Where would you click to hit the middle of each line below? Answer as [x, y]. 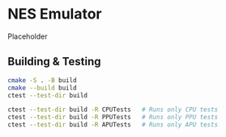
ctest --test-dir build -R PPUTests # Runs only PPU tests [113, 118]
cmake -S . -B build [43, 80]
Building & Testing [55, 62]
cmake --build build [43, 88]
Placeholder [28, 36]
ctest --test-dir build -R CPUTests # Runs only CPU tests [113, 110]
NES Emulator [55, 14]
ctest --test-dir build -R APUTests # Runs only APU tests [113, 125]
